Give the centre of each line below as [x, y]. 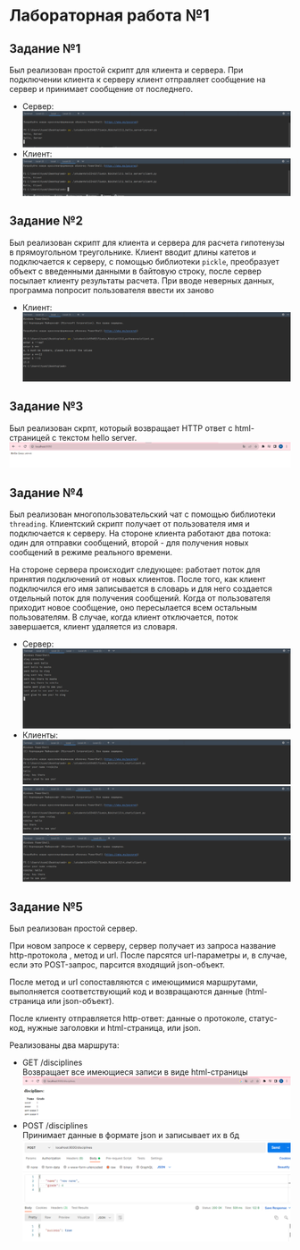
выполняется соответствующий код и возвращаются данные [126, 992]
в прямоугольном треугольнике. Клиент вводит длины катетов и [133, 252]
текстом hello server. [98, 437]
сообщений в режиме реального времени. [91, 553]
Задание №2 [46, 221]
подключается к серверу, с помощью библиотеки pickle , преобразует [144, 261]
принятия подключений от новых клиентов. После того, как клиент [137, 579]
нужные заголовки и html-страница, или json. [114, 1028]
